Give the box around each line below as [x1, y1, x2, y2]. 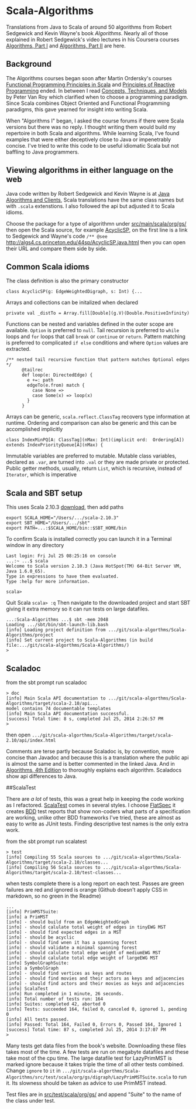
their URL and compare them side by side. [6, 245, 108, 252]
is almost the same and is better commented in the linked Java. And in [6, 760, 176, 767]
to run [172, 1073, 187, 1080]
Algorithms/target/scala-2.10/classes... [6, 859, 109, 865]
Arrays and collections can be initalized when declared [6, 299, 139, 306]
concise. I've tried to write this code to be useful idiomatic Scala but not [6, 142, 180, 149]
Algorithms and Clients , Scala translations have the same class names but [6, 196, 184, 203]
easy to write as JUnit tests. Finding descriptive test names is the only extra [6, 820, 188, 827]
